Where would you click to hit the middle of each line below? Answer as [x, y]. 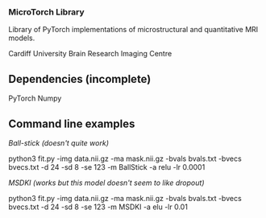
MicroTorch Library [46, 12]
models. [22, 38]
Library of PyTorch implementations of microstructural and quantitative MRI [133, 30]
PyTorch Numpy [35, 98]
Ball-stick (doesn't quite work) [58, 142]
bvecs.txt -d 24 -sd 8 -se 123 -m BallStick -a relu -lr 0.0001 [107, 167]
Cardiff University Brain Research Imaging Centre [90, 54]
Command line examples [72, 123]
